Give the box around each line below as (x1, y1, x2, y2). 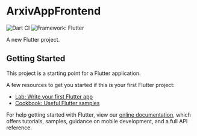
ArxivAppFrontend (6, 4, 101, 18)
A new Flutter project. (6, 36, 60, 43)
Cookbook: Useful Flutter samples (14, 99, 100, 106)
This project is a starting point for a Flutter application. (6, 70, 141, 77)
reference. (6, 124, 32, 131)
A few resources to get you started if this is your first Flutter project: (6, 81, 175, 88)
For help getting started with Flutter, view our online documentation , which (6, 111, 192, 118)
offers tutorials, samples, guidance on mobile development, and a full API (6, 117, 188, 125)
